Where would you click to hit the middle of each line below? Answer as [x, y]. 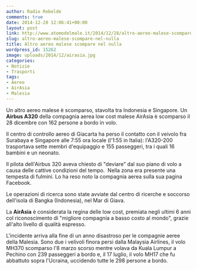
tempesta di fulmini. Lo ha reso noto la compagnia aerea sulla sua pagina [94, 176]
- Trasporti [21, 72]
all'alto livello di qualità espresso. [46, 224]
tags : [13, 77]
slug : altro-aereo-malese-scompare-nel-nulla [62, 39]
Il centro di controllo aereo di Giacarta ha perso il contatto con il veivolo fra [96, 134]
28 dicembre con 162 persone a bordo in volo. [62, 122]
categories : [21, 60]
